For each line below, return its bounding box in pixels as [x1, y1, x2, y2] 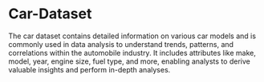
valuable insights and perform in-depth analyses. [8, 64, 171, 74]
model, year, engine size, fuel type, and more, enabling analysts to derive [8, 57, 250, 66]
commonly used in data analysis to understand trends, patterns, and [8, 39, 234, 49]
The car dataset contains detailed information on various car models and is [8, 31, 257, 41]
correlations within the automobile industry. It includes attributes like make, [8, 48, 257, 57]
